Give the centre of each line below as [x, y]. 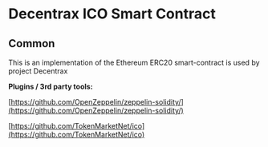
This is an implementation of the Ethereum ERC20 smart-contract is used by [134, 62]
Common [32, 44]
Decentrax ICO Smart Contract [112, 14]
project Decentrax [38, 71]
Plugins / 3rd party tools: [51, 86]
